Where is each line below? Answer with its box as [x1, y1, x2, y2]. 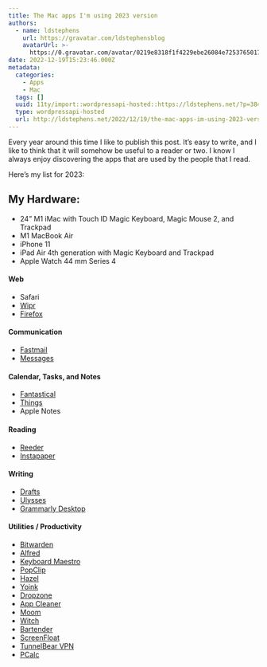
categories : [15, 71, 56, 79]
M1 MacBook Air [19, 230, 74, 240]
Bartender [19, 624, 53, 634]
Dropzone [19, 590, 53, 600]
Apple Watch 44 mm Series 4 [19, 256, 117, 265]
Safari [19, 292, 40, 301]
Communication [8, 328, 63, 337]
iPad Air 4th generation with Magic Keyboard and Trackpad [19, 248, 215, 257]
